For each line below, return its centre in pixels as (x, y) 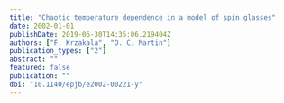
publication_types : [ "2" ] (58, 51)
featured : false (40, 68)
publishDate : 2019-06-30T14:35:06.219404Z (90, 34)
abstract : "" (34, 59)
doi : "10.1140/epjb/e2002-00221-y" (76, 84)
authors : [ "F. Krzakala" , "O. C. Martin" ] (90, 43)
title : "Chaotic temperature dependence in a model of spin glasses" (143, 17)
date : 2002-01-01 (42, 26)
